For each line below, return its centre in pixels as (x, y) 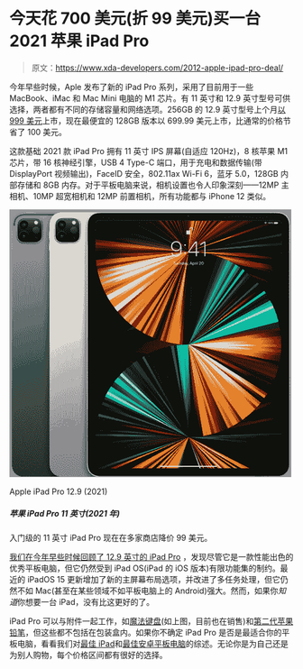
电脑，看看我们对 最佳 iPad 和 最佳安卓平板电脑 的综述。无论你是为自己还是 (152, 643)
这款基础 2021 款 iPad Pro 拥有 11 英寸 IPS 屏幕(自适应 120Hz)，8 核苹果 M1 (149, 151)
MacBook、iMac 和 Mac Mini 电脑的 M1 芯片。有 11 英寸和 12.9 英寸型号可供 (150, 98)
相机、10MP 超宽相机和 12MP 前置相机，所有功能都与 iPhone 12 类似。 (140, 196)
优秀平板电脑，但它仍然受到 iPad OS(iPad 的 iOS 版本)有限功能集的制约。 (145, 568)
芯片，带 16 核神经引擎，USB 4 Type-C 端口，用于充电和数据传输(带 (136, 162)
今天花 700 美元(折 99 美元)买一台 (135, 18)
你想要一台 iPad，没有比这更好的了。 (86, 601)
